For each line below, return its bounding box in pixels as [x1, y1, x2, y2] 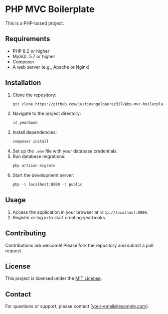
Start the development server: [12, 172, 75, 179]
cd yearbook [12, 120, 38, 125]
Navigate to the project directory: [12, 110, 81, 116]
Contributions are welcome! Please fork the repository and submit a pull [5, 242, 154, 248]
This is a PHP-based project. [5, 20, 64, 26]
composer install [12, 139, 49, 144]
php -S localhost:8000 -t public [12, 182, 83, 187]
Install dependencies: [12, 129, 57, 135]
